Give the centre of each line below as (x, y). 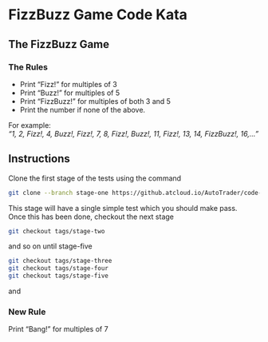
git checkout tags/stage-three (60, 261)
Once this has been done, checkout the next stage (91, 217)
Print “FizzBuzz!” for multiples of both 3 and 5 (95, 101)
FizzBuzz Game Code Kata (98, 15)
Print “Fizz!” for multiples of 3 (68, 84)
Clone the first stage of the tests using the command (95, 178)
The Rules (28, 67)
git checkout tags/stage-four (59, 268)
